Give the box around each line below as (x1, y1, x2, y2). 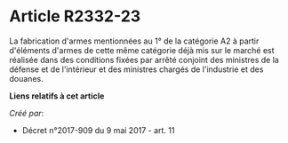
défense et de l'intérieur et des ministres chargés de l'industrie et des (9, 64, 264, 75)
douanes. (9, 73, 44, 83)
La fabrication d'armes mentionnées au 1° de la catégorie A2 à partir (9, 36, 260, 46)
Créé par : (9, 107, 44, 118)
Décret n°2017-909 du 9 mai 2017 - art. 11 (21, 124, 175, 135)
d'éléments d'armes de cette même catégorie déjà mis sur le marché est (9, 44, 275, 55)
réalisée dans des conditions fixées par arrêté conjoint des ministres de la (9, 54, 280, 65)
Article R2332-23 (9, 6, 141, 27)
